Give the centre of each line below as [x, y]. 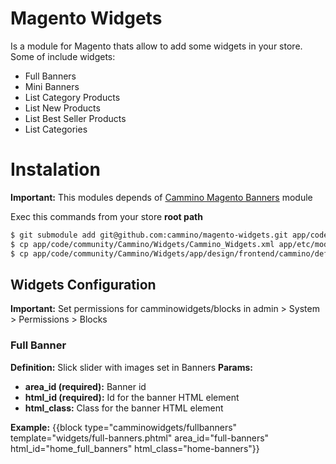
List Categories [56, 129]
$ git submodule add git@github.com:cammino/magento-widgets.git [149, 235]
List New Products [62, 108]
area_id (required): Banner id [85, 386]
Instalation [55, 169]
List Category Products [72, 97]
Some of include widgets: [63, 56]
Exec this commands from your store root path [106, 216]
